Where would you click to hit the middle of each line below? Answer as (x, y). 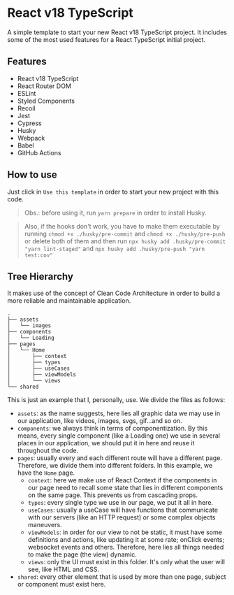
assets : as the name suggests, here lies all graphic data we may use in (119, 413)
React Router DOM (44, 86)
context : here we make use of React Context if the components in (122, 480)
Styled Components (46, 101)
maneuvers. (45, 525)
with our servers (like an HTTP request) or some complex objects (122, 517)
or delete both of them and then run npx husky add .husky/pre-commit (125, 241)
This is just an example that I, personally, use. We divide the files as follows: (116, 400)
